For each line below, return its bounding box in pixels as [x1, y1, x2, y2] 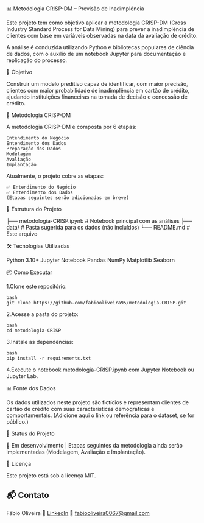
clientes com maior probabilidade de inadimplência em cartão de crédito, [6, 87, 190, 94]
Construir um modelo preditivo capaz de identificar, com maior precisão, [6, 80, 188, 87]
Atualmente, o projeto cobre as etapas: [6, 172, 104, 180]
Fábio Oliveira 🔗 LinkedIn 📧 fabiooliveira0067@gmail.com [6, 509, 150, 516]
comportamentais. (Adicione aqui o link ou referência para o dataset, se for [6, 412, 195, 419]
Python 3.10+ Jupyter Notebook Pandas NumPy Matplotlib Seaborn [6, 256, 175, 264]
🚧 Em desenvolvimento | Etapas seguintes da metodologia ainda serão [6, 442, 183, 449]
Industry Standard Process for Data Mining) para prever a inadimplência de [6, 26, 195, 32]
